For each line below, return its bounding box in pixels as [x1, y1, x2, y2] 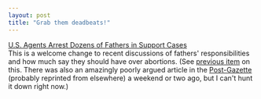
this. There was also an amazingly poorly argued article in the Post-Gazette [8, 65, 252, 74]
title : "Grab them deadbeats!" [8, 19, 111, 27]
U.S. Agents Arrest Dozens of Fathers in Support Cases [8, 40, 187, 49]
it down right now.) [8, 81, 69, 90]
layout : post [8, 11, 51, 19]
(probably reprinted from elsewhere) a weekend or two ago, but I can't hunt [8, 73, 253, 83]
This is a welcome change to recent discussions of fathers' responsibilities [8, 48, 250, 58]
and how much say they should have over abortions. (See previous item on [8, 56, 250, 66]
